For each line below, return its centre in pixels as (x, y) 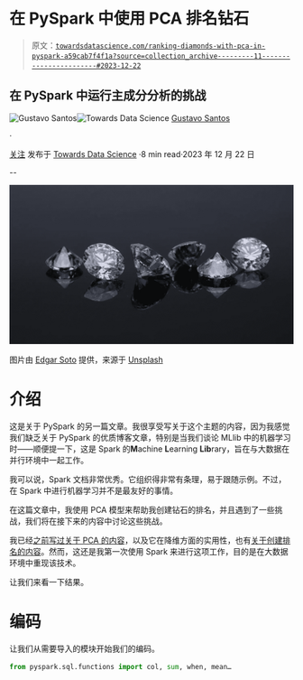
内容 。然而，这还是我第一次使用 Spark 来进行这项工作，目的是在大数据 (156, 552)
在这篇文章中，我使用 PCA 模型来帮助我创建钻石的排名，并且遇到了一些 (142, 510)
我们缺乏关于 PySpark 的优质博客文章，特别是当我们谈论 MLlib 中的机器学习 (150, 438)
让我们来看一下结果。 (49, 582)
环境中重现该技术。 (45, 563)
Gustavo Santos (201, 117)
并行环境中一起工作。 (49, 461)
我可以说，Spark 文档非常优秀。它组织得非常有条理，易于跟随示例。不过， (148, 480)
